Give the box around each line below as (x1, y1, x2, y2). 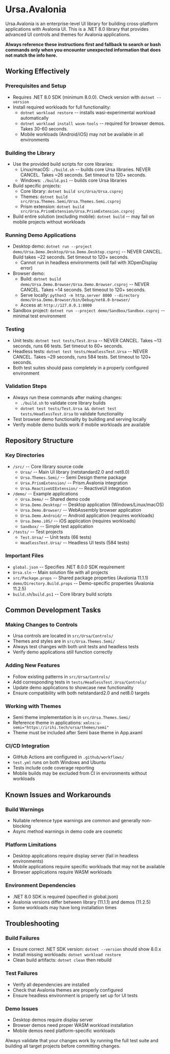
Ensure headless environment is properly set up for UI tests (12, 992, 138, 998)
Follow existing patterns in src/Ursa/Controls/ (12, 673, 111, 679)
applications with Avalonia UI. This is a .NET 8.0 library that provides (5, 26, 149, 32)
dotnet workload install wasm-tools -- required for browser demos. (20, 120, 165, 126)
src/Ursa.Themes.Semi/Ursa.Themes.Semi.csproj (20, 199, 122, 204)
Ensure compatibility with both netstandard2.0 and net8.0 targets (12, 690, 150, 696)
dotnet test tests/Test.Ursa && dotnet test (20, 406, 117, 411)
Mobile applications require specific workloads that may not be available (12, 864, 165, 870)
